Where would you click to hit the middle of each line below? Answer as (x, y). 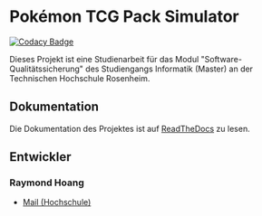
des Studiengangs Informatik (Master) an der (170, 69)
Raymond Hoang (47, 183)
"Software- (222, 59)
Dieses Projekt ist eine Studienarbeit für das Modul (104, 59)
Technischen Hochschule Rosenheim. (80, 78)
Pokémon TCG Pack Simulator (125, 17)
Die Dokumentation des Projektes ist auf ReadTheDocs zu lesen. (130, 128)
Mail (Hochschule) (57, 202)
